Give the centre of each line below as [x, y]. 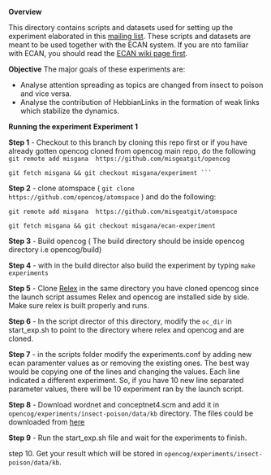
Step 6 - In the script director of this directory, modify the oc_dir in [120, 321]
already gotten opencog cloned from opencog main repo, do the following [132, 151]
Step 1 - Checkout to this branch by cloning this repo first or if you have [128, 142]
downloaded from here [47, 422]
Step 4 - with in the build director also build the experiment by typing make [132, 265]
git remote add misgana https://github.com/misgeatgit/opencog [119, 159]
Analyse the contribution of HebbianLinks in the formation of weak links [140, 102]
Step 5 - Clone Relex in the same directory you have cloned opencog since [134, 288]
